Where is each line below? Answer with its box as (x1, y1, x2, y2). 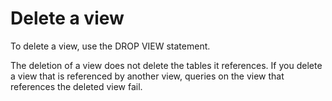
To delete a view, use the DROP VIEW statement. (10, 40, 211, 52)
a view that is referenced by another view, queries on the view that (10, 70, 285, 82)
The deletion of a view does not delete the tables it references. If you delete (10, 59, 323, 71)
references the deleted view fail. (10, 80, 143, 92)
